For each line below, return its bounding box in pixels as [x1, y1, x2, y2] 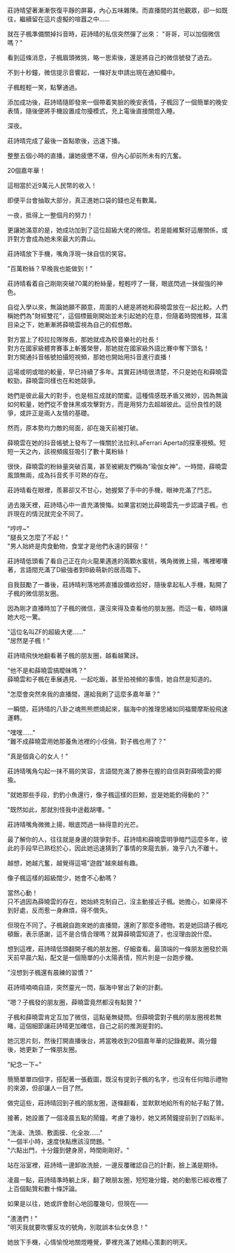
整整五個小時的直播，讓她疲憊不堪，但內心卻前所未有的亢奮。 [7, 151, 185, 160]
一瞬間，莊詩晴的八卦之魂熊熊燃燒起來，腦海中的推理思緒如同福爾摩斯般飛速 [7, 705, 228, 713]
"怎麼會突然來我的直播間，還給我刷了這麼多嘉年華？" [7, 690, 161, 698]
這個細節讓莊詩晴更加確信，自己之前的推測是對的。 [19, 1022, 166, 1030]
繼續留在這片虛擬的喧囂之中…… [19, 15, 111, 23]
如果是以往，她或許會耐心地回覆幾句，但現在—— [7, 1200, 148, 1207]
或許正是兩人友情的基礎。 [19, 409, 93, 417]
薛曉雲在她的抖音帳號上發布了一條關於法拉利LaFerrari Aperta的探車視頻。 [7, 438, 220, 447]
